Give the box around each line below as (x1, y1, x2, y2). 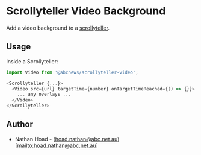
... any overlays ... (17, 92, 71, 98)
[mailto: (14, 142, 34, 149)
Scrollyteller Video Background (6, 4, 166, 18)
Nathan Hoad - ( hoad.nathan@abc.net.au (14, 135, 118, 142)
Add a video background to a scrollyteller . (6, 24, 110, 31)
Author (6, 119, 33, 130)
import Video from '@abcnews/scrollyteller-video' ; (6, 69, 138, 75)
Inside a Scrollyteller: (6, 57, 58, 65)
